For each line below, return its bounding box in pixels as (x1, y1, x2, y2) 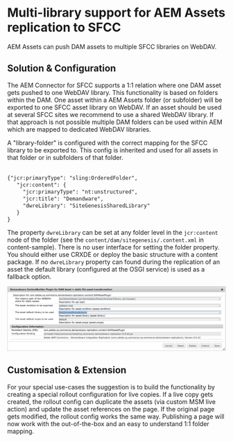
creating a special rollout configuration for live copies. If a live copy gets (7, 390, 214, 398)
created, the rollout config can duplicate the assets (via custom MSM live (7, 397, 216, 406)
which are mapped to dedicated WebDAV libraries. (7, 125, 151, 133)
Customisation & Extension (7, 364, 127, 376)
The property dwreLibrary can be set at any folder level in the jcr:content (7, 228, 218, 236)
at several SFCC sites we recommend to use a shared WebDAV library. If (7, 110, 214, 118)
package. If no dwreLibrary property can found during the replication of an (7, 258, 221, 266)
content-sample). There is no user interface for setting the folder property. (7, 242, 220, 251)
